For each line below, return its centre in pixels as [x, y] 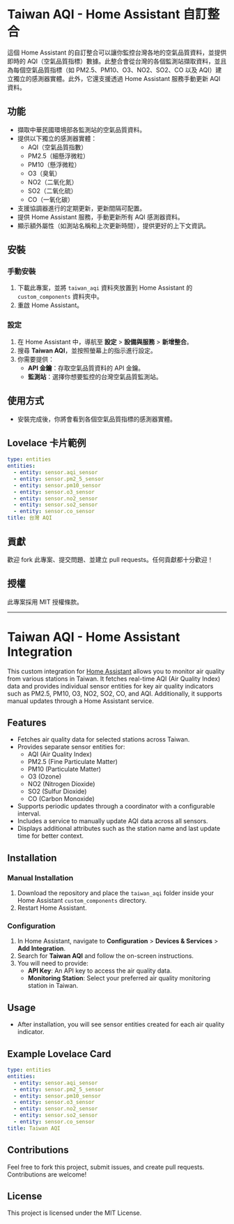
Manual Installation [40, 878]
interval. [29, 813]
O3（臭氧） [44, 173]
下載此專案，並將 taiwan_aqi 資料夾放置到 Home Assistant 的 [105, 288]
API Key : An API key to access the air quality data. [100, 971]
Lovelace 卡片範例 [47, 443]
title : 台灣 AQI [30, 518]
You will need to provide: [53, 964]
